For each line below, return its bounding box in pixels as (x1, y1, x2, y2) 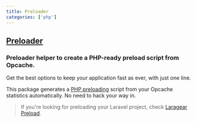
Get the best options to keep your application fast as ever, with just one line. (6, 74, 191, 81)
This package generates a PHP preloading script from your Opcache (6, 86, 173, 93)
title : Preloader (6, 8, 49, 15)
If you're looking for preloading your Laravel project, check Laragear (20, 104, 188, 111)
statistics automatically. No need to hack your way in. (6, 92, 136, 99)
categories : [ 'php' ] (6, 14, 57, 20)
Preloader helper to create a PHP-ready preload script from (6, 54, 179, 62)
